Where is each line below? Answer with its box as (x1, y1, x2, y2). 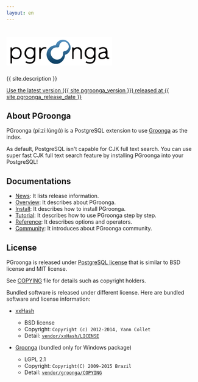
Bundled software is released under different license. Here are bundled (6, 289, 185, 296)
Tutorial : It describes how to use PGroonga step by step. (15, 211, 157, 219)
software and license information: (6, 295, 91, 303)
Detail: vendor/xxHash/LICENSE (24, 332, 99, 339)
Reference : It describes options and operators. (15, 218, 133, 226)
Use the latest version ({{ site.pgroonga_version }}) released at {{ (6, 86, 169, 94)
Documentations (6, 176, 71, 186)
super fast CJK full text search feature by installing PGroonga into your (6, 152, 184, 159)
